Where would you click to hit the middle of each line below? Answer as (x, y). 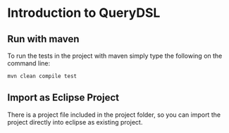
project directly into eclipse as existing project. (75, 122)
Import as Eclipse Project (63, 97)
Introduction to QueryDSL (84, 13)
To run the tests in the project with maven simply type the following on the (115, 56)
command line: (29, 63)
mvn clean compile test (42, 76)
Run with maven (43, 39)
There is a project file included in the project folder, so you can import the (114, 115)
